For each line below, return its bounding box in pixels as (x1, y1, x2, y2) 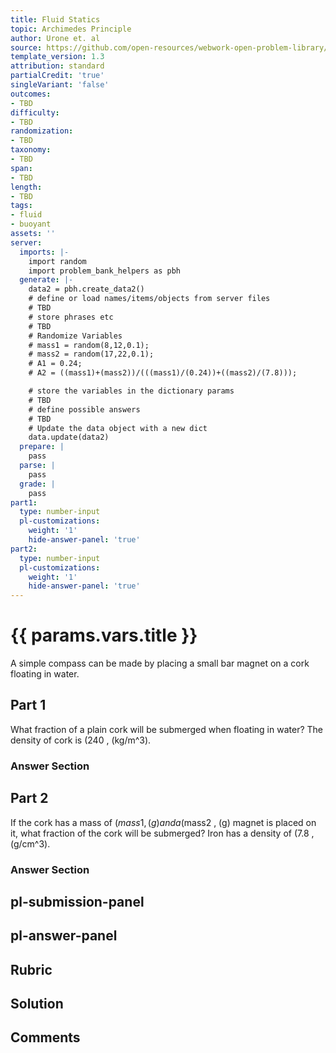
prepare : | (19, 442, 65, 452)
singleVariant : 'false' (10, 80, 110, 90)
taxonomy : (10, 145, 52, 155)
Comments (10, 1029, 81, 1046)
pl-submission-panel (10, 893, 145, 910)
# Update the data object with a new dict (28, 423, 208, 433)
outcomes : (10, 89, 52, 99)
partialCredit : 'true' (10, 71, 105, 81)
